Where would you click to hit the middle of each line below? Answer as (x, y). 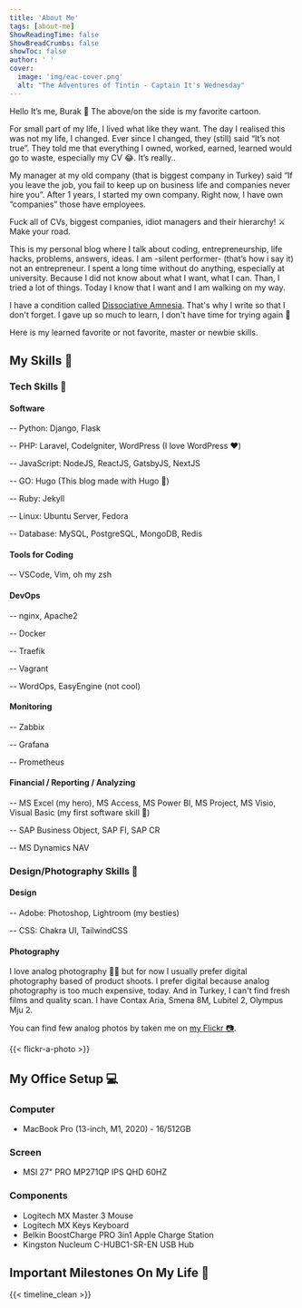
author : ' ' (32, 60)
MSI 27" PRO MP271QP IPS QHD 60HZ (95, 1172)
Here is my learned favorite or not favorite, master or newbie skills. (134, 332)
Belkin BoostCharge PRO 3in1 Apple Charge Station (118, 1235)
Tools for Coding (42, 554)
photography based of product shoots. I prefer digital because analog (140, 981)
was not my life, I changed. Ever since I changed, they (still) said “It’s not (145, 138)
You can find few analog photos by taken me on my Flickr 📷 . (123, 1028)
